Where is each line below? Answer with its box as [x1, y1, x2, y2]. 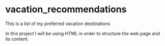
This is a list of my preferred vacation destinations [5, 20, 111, 27]
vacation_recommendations [5, 4, 127, 15]
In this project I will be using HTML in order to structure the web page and [5, 30, 160, 36]
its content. [5, 36, 29, 42]
